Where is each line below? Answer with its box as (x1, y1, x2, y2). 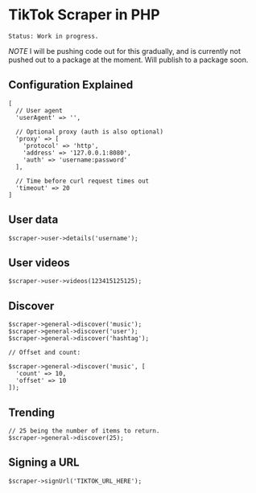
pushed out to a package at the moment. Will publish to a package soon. (8, 55, 249, 64)
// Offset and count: (8, 348, 81, 357)
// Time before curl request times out (15, 177, 150, 185)
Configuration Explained (8, 78, 134, 92)
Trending (8, 405, 55, 419)
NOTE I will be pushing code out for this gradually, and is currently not (8, 46, 242, 55)
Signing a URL (8, 456, 80, 470)
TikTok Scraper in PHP (8, 6, 160, 24)
